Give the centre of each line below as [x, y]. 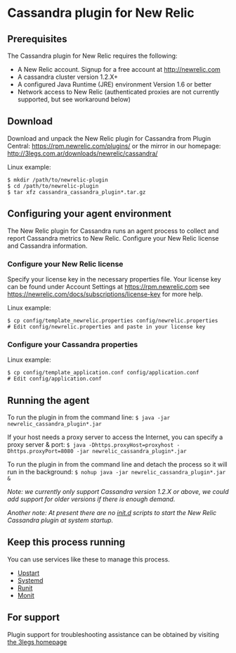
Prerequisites [37, 39]
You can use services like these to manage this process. [88, 559]
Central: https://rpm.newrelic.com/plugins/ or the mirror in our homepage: [114, 146]
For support [33, 617]
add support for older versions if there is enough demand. [91, 499]
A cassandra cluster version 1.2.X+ [67, 77]
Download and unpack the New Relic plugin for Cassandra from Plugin [109, 138]
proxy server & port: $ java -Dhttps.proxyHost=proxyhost [91, 445]
